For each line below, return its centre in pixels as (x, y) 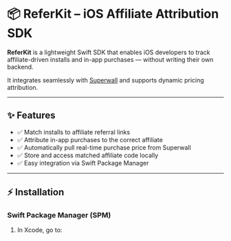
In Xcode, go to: (40, 230)
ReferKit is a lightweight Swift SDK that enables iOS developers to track (109, 52)
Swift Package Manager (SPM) (59, 216)
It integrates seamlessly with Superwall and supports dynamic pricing (106, 80)
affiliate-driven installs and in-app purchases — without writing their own (110, 59)
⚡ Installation (36, 193)
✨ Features (31, 116)
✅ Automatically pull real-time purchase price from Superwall (104, 147)
